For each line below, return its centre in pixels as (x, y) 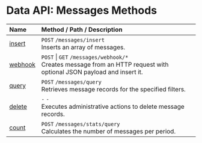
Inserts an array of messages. (83, 47)
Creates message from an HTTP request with (105, 64)
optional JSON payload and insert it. (92, 71)
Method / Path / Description (82, 29)
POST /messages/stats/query (81, 124)
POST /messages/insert (73, 40)
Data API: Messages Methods (82, 11)
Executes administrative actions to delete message (113, 106)
